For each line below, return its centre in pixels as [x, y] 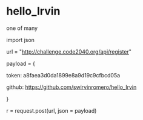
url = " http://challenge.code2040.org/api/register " [69, 51]
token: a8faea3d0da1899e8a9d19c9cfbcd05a [63, 75]
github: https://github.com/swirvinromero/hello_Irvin [71, 87]
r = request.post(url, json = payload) [52, 110]
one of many [22, 28]
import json [21, 40]
